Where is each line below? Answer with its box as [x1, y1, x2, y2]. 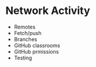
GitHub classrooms [13, 42, 60, 49]
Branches [13, 36, 37, 43]
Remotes [13, 23, 36, 30]
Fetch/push [13, 29, 42, 36]
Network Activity [5, 4, 90, 17]
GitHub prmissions [13, 48, 59, 55]
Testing [13, 54, 33, 61]
